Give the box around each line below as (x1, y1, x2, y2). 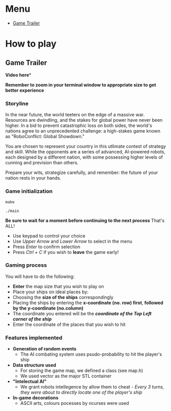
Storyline (5, 100, 29, 107)
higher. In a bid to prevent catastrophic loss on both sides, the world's (5, 122, 152, 128)
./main (5, 208, 19, 213)
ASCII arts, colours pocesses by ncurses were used (20, 400, 129, 406)
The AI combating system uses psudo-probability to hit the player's (20, 351, 162, 357)
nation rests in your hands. (5, 175, 61, 181)
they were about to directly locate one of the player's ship (20, 390, 142, 396)
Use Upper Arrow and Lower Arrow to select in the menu (12, 238, 133, 244)
